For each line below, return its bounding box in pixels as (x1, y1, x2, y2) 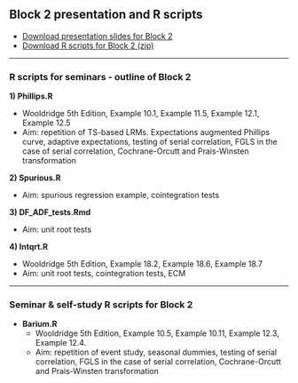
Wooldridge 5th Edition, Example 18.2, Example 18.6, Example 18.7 (21, 259, 263, 269)
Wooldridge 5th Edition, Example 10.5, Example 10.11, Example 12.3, (35, 328, 279, 339)
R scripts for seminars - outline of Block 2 (9, 70, 192, 83)
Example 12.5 (21, 117, 71, 128)
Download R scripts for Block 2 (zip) (21, 40, 154, 51)
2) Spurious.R (9, 172, 61, 183)
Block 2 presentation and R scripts (9, 7, 203, 22)
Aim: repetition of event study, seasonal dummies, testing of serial (35, 347, 278, 358)
